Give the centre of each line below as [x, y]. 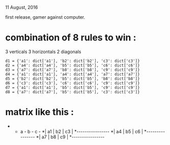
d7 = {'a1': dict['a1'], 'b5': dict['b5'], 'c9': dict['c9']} [73, 87]
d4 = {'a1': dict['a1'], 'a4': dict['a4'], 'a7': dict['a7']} [73, 74]
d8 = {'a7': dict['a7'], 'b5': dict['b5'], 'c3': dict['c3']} [73, 92]
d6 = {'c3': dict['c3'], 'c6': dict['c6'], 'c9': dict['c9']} [73, 83]
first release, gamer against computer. [45, 17]
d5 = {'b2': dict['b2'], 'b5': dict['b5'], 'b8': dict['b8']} [73, 79]
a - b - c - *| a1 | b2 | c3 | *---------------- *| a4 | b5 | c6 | [82, 131]
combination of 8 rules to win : [71, 38]
